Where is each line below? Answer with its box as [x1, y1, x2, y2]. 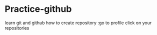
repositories [4, 25, 29, 31]
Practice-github [4, 3, 72, 15]
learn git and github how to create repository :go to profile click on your [4, 20, 152, 26]
